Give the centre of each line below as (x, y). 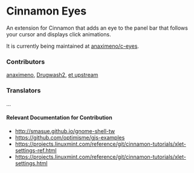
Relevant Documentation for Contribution (60, 118)
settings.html (31, 163)
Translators (24, 91)
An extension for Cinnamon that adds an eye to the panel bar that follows (97, 28)
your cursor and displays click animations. (59, 34)
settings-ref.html (36, 150)
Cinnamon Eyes (46, 11)
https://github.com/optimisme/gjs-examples (70, 137)
